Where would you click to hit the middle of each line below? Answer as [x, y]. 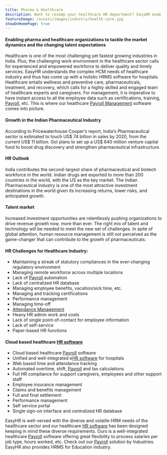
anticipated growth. [25, 196]
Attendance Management [38, 309]
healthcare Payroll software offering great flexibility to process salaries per [82, 437]
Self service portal [31, 406]
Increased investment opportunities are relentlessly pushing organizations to [83, 218]
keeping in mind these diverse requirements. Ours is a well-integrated [77, 431]
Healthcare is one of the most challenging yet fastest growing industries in [81, 56]
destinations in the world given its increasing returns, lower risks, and [76, 190]
